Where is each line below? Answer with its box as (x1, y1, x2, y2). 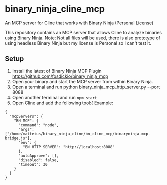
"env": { (18, 140, 37, 145)
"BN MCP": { (14, 118, 39, 123)
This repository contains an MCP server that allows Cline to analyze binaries (5, 29, 162, 35)
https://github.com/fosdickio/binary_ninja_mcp (12, 73, 108, 79)
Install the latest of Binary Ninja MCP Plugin (12, 68, 102, 74)
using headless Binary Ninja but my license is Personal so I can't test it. (5, 40, 151, 46)
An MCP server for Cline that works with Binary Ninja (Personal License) (5, 20, 154, 26)
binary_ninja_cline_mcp (5, 3, 105, 15)
